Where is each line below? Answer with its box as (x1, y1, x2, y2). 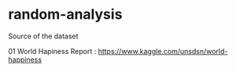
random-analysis (8, 5, 123, 23)
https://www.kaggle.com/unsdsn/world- (98, 46, 228, 56)
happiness (8, 55, 42, 64)
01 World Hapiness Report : (8, 46, 97, 56)
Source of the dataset (8, 31, 79, 41)
